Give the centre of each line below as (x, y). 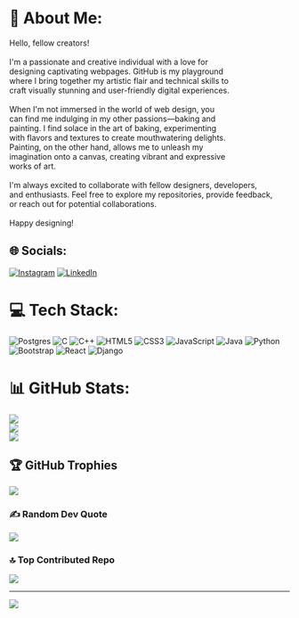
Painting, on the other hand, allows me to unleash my (106, 147)
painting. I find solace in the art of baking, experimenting (113, 128)
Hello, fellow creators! (49, 43)
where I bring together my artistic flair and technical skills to (119, 80)
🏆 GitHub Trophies (64, 466)
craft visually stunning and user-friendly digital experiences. (119, 90)
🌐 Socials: (38, 251)
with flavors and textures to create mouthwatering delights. (117, 137)
